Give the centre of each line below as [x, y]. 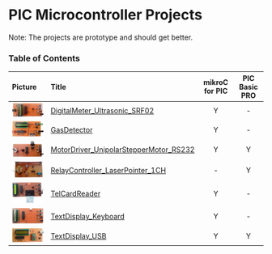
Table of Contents [45, 58]
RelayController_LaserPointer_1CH [108, 170]
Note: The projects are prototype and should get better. [100, 37]
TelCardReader [76, 194]
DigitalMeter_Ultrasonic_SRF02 [102, 111]
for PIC [216, 91]
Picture [24, 87]
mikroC [216, 83]
